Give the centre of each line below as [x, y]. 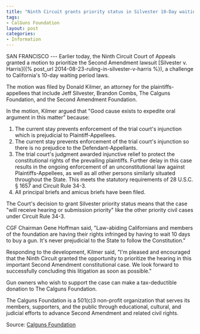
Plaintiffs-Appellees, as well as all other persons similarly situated [95, 173]
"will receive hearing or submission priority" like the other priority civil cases [100, 210]
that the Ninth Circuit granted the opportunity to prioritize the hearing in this [99, 258]
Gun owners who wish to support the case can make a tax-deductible [92, 283]
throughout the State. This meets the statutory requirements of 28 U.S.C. [104, 180]
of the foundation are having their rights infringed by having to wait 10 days [98, 234]
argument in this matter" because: [48, 117]
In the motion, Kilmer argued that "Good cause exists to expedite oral [91, 111]
